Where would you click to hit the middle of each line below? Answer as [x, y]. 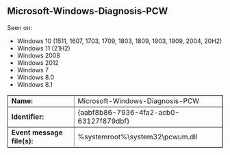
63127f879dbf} [104, 121]
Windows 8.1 [35, 84]
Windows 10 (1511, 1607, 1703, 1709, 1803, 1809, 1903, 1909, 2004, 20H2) [119, 41]
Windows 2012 [38, 62]
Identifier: [28, 117]
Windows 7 [33, 70]
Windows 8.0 [36, 77]
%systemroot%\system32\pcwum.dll [138, 137]
